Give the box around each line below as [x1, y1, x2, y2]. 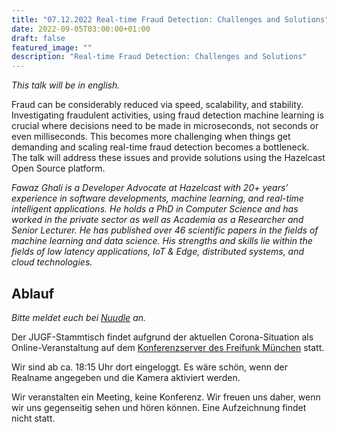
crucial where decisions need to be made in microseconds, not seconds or [11, 120, 319, 132]
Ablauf [11, 285, 55, 302]
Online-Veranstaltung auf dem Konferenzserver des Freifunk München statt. [11, 341, 325, 353]
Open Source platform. [11, 162, 106, 175]
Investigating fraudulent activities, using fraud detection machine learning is [11, 109, 324, 121]
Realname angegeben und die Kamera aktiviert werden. [11, 371, 241, 383]
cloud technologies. [11, 256, 93, 268]
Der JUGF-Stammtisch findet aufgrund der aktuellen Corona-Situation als [11, 331, 314, 343]
